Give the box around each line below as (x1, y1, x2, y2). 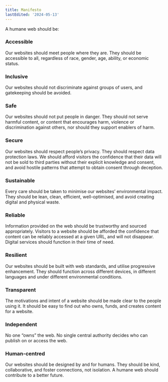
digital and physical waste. (5, 199, 60, 205)
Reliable (5, 212, 26, 219)
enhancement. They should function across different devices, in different (5, 268, 156, 274)
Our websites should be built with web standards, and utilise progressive (5, 263, 155, 269)
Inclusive (5, 73, 28, 80)
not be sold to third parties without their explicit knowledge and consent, (5, 159, 155, 165)
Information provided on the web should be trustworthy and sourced (5, 223, 147, 229)
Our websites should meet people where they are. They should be (5, 50, 141, 56)
